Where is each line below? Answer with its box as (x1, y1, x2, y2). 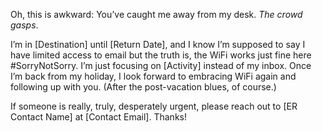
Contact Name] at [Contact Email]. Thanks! (10, 111, 187, 123)
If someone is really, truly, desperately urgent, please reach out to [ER (10, 100, 298, 112)
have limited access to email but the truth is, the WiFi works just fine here (10, 49, 312, 61)
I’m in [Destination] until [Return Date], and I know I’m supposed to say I (10, 39, 306, 50)
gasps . (10, 19, 39, 31)
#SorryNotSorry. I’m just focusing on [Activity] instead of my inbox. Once (10, 60, 312, 71)
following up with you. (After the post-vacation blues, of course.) (10, 81, 277, 93)
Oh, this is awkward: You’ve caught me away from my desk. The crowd (10, 9, 303, 20)
